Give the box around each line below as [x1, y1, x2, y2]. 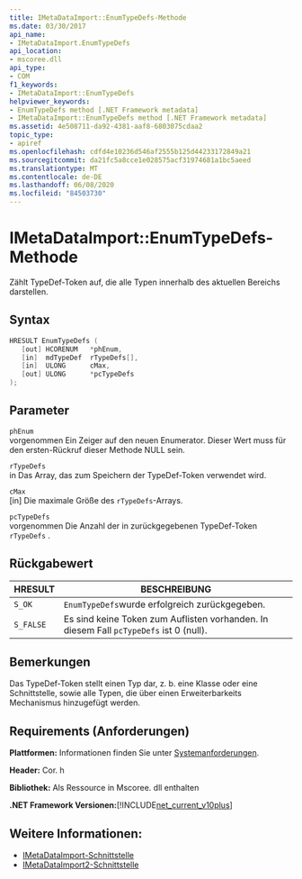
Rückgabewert [9, 556, 93, 572]
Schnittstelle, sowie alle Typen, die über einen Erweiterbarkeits [9, 688, 243, 699]
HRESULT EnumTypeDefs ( [9, 336, 99, 345]
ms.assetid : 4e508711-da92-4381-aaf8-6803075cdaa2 [9, 122, 203, 131]
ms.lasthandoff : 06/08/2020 [9, 181, 115, 190]
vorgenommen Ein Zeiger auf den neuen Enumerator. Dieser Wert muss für [9, 434, 287, 446]
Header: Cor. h [9, 765, 65, 775]
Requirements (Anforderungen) [9, 723, 191, 739]
